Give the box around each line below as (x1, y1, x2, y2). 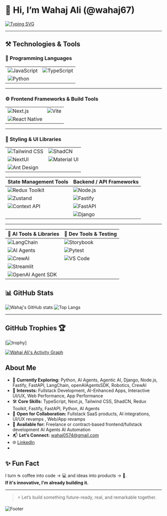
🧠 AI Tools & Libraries (7, 230, 60, 237)
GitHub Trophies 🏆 (5, 324, 66, 332)
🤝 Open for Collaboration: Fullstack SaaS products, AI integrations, (12, 411, 151, 417)
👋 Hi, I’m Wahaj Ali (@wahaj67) (5, 4, 135, 16)
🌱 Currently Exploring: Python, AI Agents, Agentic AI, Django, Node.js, (12, 377, 158, 383)
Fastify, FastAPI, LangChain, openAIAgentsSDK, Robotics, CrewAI (12, 382, 147, 388)
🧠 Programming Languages (5, 55, 72, 62)
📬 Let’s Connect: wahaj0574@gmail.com (12, 432, 99, 438)
